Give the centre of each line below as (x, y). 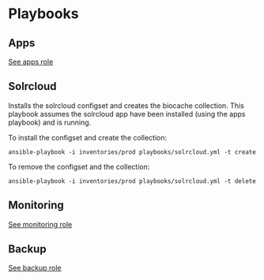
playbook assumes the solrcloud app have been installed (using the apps (127, 114)
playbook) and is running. (50, 122)
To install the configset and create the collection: (88, 137)
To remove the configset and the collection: (79, 166)
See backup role (35, 268)
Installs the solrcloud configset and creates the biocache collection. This (126, 105)
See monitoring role (40, 224)
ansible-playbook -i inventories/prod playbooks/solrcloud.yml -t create (132, 152)
